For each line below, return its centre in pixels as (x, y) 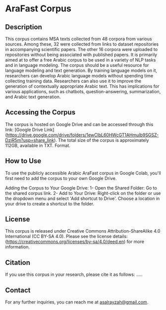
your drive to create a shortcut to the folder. (50, 203)
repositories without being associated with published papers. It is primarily (81, 55)
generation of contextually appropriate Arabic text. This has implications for (82, 86)
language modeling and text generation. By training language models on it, (81, 70)
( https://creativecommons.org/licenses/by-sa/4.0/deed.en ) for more (75, 242)
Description (24, 27)
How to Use (23, 161)
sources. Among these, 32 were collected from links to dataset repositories (82, 44)
